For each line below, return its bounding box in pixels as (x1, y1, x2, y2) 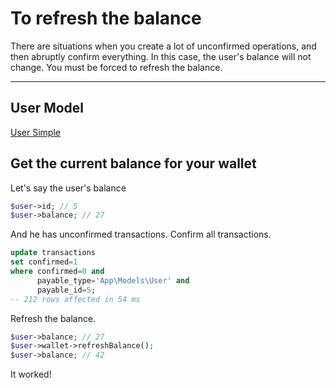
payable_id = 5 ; (36, 285, 97, 295)
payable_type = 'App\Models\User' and (36, 275, 190, 286)
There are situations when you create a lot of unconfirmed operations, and (10, 40, 317, 52)
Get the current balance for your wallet (10, 155, 257, 172)
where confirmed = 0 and (10, 267, 105, 277)
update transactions (10, 248, 97, 258)
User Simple (10, 126, 61, 138)
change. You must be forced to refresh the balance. (10, 61, 223, 73)
